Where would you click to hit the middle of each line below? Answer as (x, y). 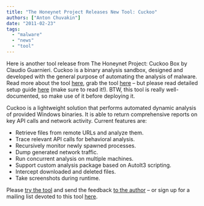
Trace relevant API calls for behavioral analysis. (75, 139)
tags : (13, 29)
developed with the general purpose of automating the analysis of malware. (102, 76)
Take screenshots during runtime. (58, 178)
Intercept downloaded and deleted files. (66, 171)
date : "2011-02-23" (31, 23)
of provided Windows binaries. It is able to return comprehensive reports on (102, 114)
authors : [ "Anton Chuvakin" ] (43, 18)
